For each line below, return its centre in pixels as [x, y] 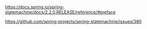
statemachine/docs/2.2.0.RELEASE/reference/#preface [60, 12]
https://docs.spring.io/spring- [35, 7]
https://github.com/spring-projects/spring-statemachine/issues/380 [73, 22]
